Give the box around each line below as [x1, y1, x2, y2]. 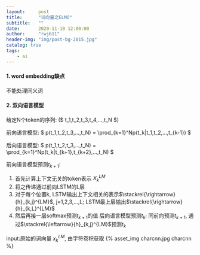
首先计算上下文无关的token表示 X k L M [14, 174, 106, 183]
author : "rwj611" [6, 31, 60, 37]
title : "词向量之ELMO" [6, 14, 73, 20]
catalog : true [6, 42, 42, 48]
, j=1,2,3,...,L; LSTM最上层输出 [53, 198, 127, 205]
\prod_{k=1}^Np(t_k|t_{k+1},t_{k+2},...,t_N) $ [6, 148, 114, 156]
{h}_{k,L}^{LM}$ [14, 205, 56, 212]
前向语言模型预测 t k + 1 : [6, 161, 61, 169]
